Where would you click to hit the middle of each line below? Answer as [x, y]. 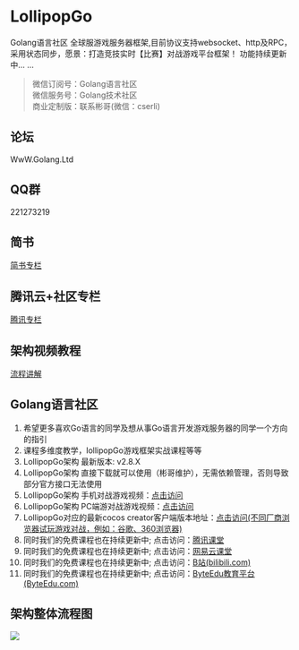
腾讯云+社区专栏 [56, 296]
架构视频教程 [46, 351]
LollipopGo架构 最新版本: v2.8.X [82, 461]
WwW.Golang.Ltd [42, 159]
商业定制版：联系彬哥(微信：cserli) [96, 106]
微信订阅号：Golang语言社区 [85, 83]
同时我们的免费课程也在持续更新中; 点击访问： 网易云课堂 [127, 551]
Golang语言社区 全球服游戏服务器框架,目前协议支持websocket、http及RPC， [151, 42]
